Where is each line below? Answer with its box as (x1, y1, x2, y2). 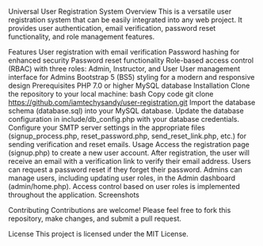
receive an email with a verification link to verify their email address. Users (8, 157, 251, 165)
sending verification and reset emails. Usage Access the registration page (8, 140, 250, 149)
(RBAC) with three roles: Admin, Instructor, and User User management (8, 64, 241, 74)
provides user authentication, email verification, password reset (8, 24, 216, 32)
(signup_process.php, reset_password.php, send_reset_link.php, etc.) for (8, 131, 247, 141)
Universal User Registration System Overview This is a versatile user (8, 7, 232, 16)
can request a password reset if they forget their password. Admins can (8, 165, 243, 174)
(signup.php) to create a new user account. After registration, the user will (8, 148, 250, 157)
